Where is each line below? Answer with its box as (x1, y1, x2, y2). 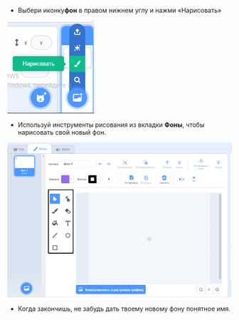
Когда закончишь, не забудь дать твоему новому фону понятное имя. (17, 304, 231, 313)
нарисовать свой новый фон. (17, 128, 107, 136)
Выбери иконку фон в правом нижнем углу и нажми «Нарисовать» (17, 6, 222, 14)
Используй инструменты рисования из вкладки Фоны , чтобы (17, 120, 205, 129)
